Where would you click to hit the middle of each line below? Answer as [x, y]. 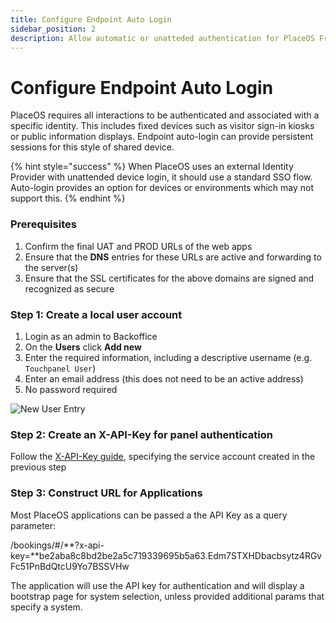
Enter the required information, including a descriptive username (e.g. [168, 357]
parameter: [33, 525]
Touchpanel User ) [60, 368]
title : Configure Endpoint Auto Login [91, 19]
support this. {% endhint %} [68, 198]
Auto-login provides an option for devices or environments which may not [162, 188]
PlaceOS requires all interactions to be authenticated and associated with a [165, 115]
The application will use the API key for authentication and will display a [157, 585]
